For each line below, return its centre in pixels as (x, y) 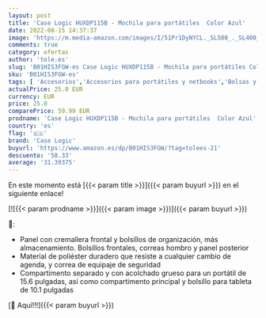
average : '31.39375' (42, 163)
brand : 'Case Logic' (42, 140)
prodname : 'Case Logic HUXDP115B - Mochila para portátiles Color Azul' (133, 119)
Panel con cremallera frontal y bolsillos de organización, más (119, 240)
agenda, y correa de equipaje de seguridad (90, 265)
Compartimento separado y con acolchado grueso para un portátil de (133, 273)
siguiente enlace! (36, 194)
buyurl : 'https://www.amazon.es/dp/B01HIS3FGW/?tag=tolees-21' (115, 148)
